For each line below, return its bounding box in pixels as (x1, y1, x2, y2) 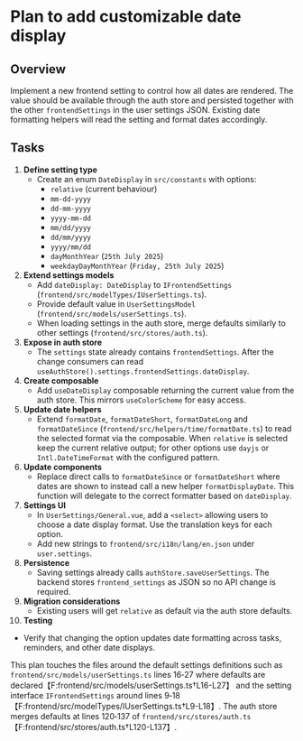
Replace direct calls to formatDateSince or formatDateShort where (36, 471, 280, 482)
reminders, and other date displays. (23, 642, 156, 653)
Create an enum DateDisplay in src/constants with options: (36, 173, 257, 184)
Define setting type (23, 164, 98, 175)
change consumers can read (36, 356, 144, 366)
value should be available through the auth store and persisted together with (10, 95, 294, 106)
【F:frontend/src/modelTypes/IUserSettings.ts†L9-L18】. (10, 700, 222, 711)
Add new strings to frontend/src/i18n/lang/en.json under (36, 538, 255, 549)
